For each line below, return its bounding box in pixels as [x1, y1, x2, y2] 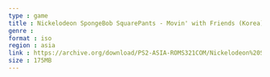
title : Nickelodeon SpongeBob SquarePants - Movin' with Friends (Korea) [8, 19, 264, 27]
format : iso [8, 34, 52, 43]
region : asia [8, 42, 56, 50]
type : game [8, 11, 48, 20]
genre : [8, 26, 35, 34]
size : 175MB [8, 57, 52, 65]
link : [8, 49, 31, 57]
